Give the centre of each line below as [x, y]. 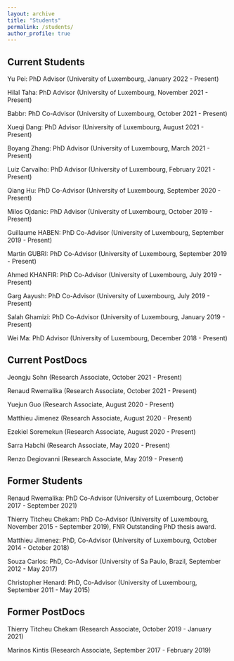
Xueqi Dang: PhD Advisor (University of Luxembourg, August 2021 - [106, 127]
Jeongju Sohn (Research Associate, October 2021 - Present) [95, 377]
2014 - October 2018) [38, 547]
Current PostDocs [47, 360]
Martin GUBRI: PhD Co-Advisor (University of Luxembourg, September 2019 [117, 254]
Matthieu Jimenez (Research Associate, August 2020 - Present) [100, 418]
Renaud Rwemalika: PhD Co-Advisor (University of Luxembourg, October [113, 498]
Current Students [46, 62]
